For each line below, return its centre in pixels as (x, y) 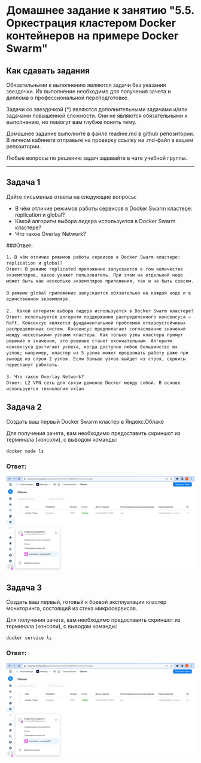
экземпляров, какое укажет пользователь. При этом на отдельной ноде (95, 275)
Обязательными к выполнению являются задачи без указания (86, 85)
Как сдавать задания (48, 70)
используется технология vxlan (45, 389)
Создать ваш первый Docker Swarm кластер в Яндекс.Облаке (85, 421)
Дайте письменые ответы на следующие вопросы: (71, 197)
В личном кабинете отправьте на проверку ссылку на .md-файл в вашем (100, 140)
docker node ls (25, 451)
